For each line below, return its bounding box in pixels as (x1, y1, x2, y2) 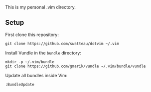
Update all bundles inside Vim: (5, 72, 68, 78)
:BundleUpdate (5, 82, 35, 87)
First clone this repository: (5, 32, 59, 38)
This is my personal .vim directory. (5, 4, 76, 10)
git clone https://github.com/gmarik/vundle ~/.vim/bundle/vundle (5, 64, 146, 69)
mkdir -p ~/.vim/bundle (5, 59, 55, 64)
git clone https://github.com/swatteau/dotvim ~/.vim (5, 41, 120, 46)
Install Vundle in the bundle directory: (5, 49, 81, 56)
